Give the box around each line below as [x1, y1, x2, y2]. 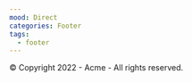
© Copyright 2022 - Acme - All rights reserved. [9, 62, 184, 73]
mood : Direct [9, 12, 58, 22]
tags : [9, 29, 29, 38]
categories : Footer [9, 21, 82, 30]
